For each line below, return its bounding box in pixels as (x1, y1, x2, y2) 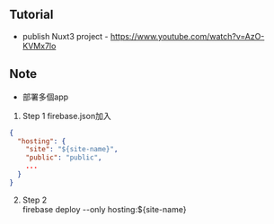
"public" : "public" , (25, 153, 102, 162)
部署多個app (22, 91, 69, 102)
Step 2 (22, 194, 48, 205)
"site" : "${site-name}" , (25, 145, 119, 154)
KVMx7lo (22, 40, 57, 51)
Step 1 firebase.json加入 (22, 110, 111, 121)
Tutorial (9, 7, 54, 22)
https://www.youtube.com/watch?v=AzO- (110, 30, 265, 41)
